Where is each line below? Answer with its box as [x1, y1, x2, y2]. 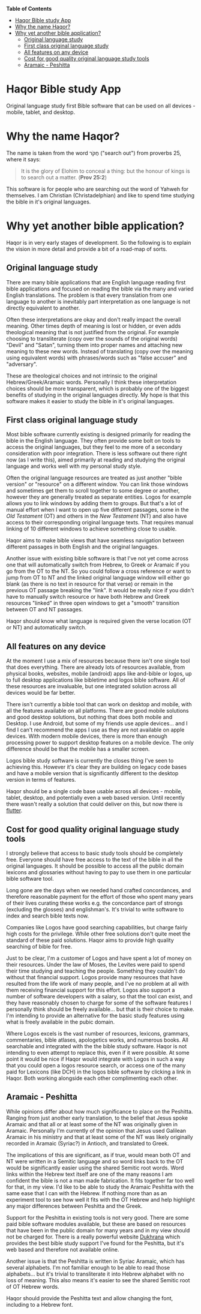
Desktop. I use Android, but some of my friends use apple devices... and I [6, 720, 188, 727]
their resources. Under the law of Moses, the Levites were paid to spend [6, 961, 185, 968]
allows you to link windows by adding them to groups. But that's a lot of [6, 500, 183, 507]
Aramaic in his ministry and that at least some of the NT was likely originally [6, 1133, 193, 1141]
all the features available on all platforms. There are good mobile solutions [6, 707, 189, 715]
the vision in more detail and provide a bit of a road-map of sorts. [6, 245, 167, 253]
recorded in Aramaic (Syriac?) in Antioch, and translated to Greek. [6, 1139, 169, 1147]
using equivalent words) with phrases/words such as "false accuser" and [6, 354, 187, 361]
